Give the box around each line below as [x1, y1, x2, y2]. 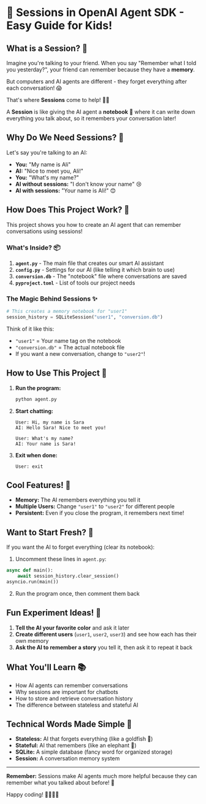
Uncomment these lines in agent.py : [15, 556, 107, 563]
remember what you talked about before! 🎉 [6, 779, 115, 786]
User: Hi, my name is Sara [15, 419, 85, 425]
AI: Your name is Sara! [15, 441, 77, 447]
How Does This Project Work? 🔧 [6, 205, 130, 215]
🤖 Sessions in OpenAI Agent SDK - [6, 6, 185, 20]
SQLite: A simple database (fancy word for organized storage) [15, 748, 173, 755]
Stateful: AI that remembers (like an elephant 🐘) [15, 742, 137, 749]
